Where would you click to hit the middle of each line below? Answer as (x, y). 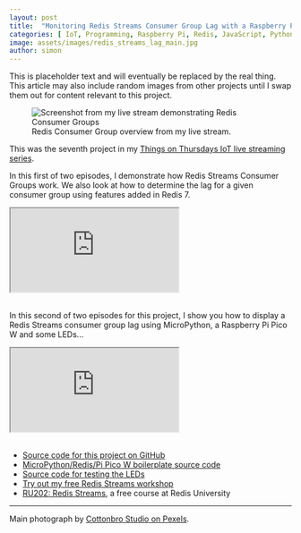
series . (21, 158)
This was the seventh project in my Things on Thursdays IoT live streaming (147, 149)
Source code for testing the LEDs (83, 474)
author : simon (36, 51)
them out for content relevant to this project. (91, 96)
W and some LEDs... (47, 334)
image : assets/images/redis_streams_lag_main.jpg (104, 42)
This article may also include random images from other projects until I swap (150, 86)
